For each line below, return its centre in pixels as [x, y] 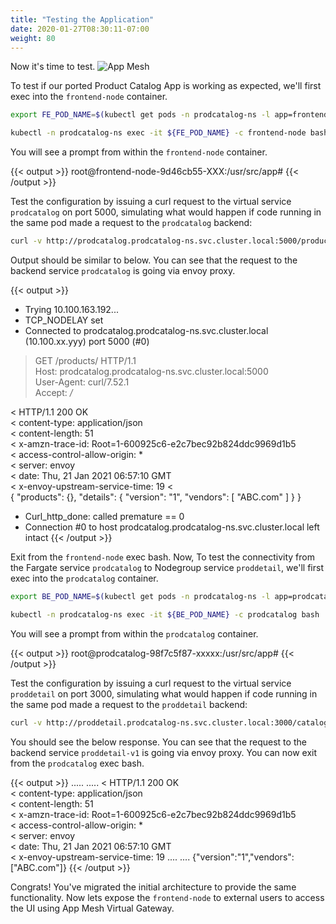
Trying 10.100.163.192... [71, 309]
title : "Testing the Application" [82, 19]
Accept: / [53, 392]
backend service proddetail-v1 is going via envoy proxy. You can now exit [164, 752]
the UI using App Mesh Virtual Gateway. [92, 908]
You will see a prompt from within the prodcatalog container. [134, 633]
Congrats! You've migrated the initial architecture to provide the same [153, 887]
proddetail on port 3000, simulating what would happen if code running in [164, 693]
